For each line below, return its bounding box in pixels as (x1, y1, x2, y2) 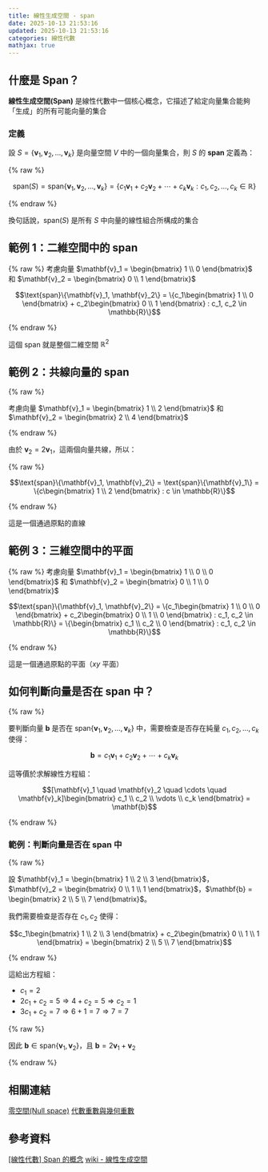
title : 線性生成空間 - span (8, 11, 94, 20)
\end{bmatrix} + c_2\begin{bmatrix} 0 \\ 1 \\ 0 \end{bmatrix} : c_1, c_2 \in (15, 610, 254, 619)
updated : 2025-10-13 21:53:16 (8, 26, 110, 34)
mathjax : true (8, 42, 56, 50)
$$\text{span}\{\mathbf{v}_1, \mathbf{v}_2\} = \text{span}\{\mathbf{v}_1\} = (9, 477, 260, 487)
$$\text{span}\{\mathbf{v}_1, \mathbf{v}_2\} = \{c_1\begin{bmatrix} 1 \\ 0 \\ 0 (8, 601, 261, 610)
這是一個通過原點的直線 (8, 518, 86, 528)
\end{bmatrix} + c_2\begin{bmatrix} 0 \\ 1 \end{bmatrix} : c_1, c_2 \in (22, 298, 247, 308)
